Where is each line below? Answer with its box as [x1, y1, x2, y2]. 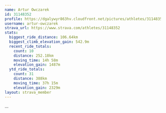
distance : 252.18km [13, 53, 54, 58]
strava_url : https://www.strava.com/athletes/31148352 [4, 26, 120, 31]
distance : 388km [13, 76, 48, 81]
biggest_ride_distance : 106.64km [9, 35, 78, 40]
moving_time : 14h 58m [13, 58, 58, 63]
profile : [4, 16, 23, 21]
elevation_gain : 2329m [13, 85, 60, 90]
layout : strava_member [4, 90, 52, 95]
